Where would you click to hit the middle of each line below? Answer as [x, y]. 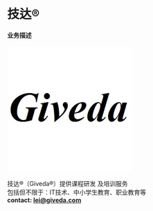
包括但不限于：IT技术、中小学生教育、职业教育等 [77, 192]
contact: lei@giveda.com [44, 200]
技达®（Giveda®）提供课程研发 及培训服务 [67, 184]
